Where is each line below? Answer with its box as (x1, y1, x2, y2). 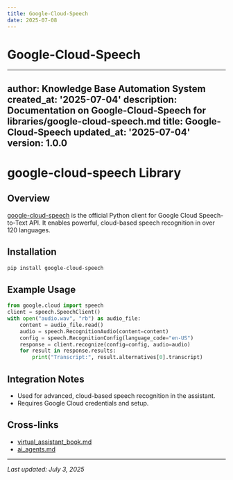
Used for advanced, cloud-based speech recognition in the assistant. (17, 392, 216, 400)
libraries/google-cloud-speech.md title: (7, 115, 184, 127)
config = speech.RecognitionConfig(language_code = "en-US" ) (19, 335, 194, 342)
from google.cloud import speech (7, 302, 104, 310)
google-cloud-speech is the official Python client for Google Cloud (7, 211, 198, 219)
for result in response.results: (19, 347, 116, 355)
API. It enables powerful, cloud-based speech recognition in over (28, 218, 215, 227)
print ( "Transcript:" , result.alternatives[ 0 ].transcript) (32, 354, 203, 361)
